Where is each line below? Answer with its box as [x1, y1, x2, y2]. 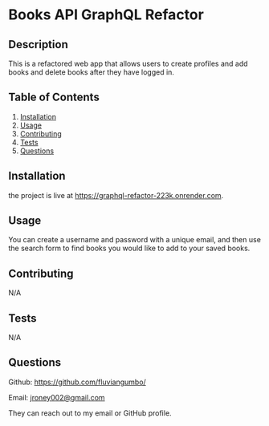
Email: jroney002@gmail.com [8, 392, 106, 402]
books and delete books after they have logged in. [8, 67, 175, 77]
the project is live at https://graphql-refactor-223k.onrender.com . [8, 190, 224, 200]
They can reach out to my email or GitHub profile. [8, 408, 172, 418]
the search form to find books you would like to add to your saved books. [8, 243, 251, 254]
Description [8, 38, 68, 51]
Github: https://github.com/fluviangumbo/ [8, 377, 146, 387]
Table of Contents [8, 91, 100, 104]
